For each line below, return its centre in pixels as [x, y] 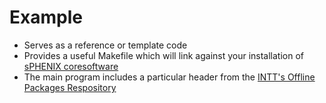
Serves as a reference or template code [105, 45]
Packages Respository [70, 87]
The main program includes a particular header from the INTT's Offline [169, 77]
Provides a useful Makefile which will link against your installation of [164, 55]
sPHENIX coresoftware [71, 66]
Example [46, 17]
